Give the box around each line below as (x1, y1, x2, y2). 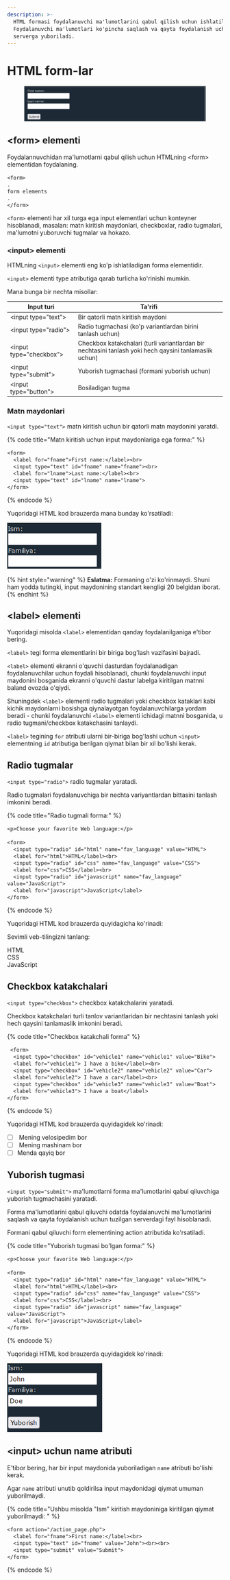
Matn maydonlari (7, 407, 65, 416)
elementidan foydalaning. (7, 160, 79, 168)
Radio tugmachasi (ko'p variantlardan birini (77, 322, 199, 331)
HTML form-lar (7, 63, 94, 79)
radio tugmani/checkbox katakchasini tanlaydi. (7, 719, 138, 727)
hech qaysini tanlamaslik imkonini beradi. (7, 1019, 123, 1027)
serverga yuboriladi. (13, 33, 75, 40)
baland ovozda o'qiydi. (7, 684, 71, 692)
